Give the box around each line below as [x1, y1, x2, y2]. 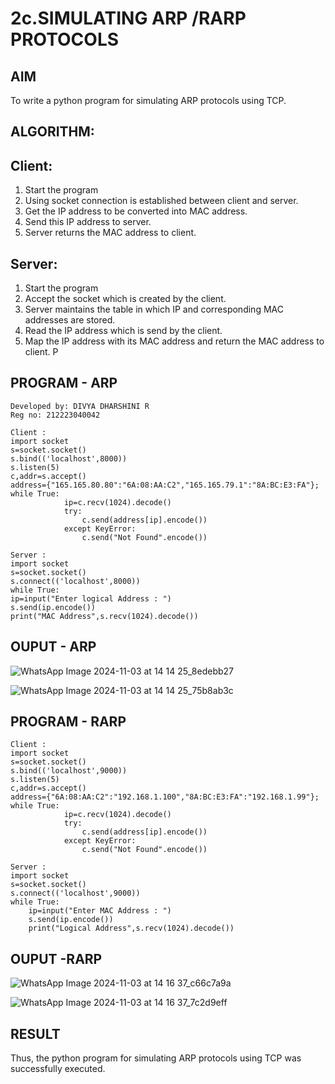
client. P [24, 346, 59, 358]
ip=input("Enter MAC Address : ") [28, 906, 172, 916]
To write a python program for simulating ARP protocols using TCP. [10, 95, 287, 106]
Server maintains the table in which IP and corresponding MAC [24, 303, 284, 316]
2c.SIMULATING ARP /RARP [10, 7, 247, 30]
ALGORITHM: [10, 123, 95, 141]
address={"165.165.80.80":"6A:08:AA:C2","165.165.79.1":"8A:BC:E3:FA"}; [10, 480, 320, 490]
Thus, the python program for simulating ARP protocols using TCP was [10, 1052, 302, 1064]
